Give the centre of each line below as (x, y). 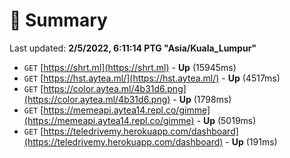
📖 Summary (58, 20)
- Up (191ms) (251, 141)
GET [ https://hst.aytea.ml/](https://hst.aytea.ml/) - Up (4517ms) (152, 78)
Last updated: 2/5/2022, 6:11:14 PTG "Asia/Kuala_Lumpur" (133, 48)
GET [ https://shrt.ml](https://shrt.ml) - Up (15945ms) (130, 67)
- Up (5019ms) (226, 120)
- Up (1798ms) (202, 99)
